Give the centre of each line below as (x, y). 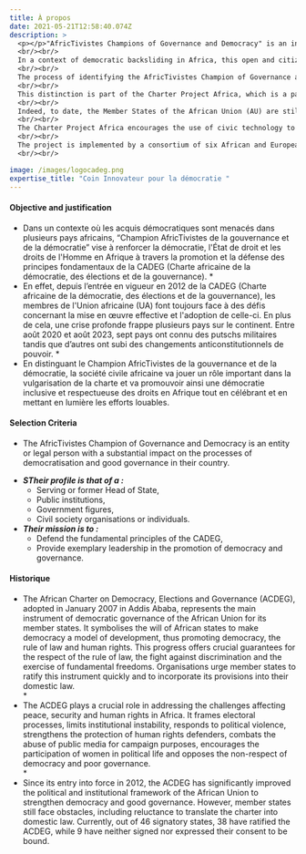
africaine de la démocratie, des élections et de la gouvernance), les (149, 295)
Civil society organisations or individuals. (113, 519)
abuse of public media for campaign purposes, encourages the (141, 744)
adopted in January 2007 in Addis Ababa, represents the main (139, 608)
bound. (36, 840)
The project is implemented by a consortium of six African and (142, 145)
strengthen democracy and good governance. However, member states (157, 802)
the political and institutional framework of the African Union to (141, 792)
